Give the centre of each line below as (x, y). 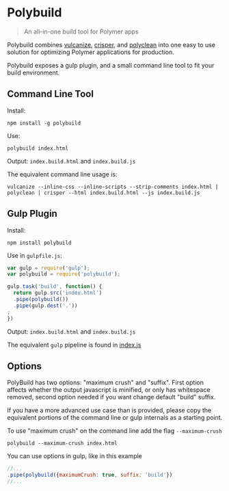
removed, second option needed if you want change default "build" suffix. (111, 397)
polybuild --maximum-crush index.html (62, 443)
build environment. (33, 72)
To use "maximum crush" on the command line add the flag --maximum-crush (114, 431)
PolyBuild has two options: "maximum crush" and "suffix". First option (105, 383)
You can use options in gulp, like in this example (75, 456)
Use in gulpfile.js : (35, 255)
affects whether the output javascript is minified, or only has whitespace (109, 390)
